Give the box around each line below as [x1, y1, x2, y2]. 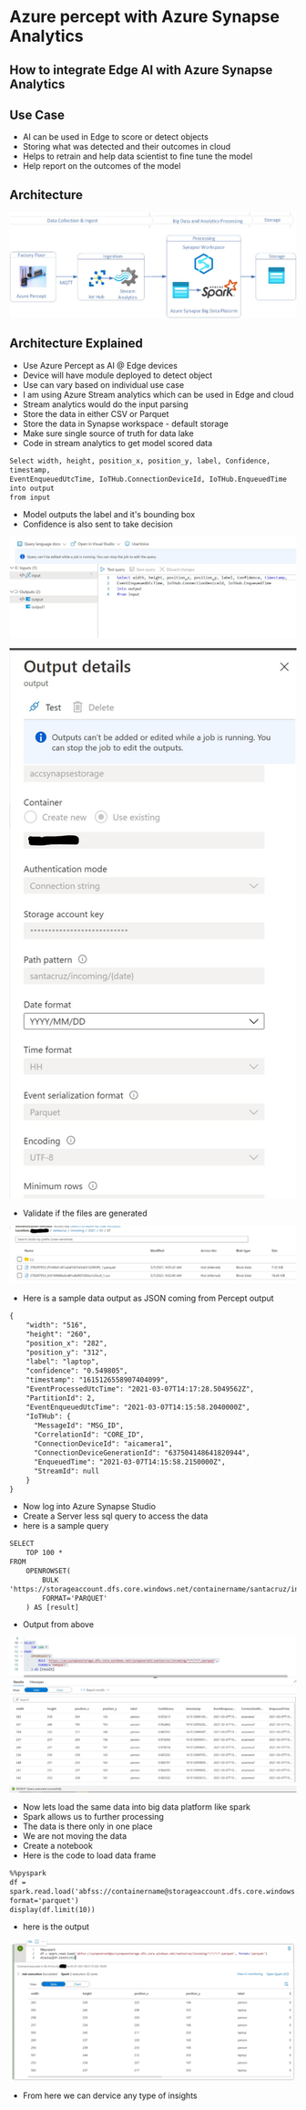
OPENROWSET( [25, 1566, 71, 1575]
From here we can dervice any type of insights [22, 2090, 198, 2101]
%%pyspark [9, 1869, 47, 1878]
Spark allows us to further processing [22, 1812, 164, 1823]
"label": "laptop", [25, 1357, 100, 1366]
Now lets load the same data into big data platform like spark [22, 1802, 251, 1812]
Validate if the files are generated [22, 1207, 148, 1219]
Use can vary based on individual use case [22, 379, 185, 390]
